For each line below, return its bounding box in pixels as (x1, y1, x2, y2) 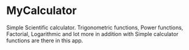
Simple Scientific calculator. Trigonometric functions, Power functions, (6, 24, 184, 31)
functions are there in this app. (6, 37, 84, 44)
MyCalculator (6, 4, 77, 18)
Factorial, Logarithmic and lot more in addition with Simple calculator (6, 30, 179, 37)
